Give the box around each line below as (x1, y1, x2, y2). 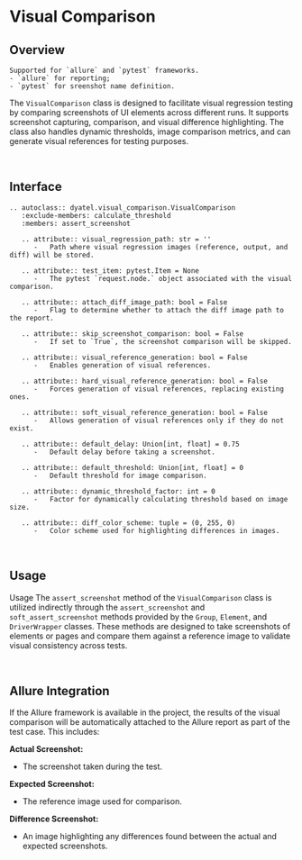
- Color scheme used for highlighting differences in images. (32, 526, 280, 535)
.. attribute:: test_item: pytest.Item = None (21, 266, 200, 276)
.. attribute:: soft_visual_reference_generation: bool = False (21, 408, 269, 417)
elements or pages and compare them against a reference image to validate (9, 630, 291, 641)
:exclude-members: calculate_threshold (21, 211, 171, 220)
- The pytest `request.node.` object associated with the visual (32, 274, 293, 283)
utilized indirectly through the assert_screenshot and (9, 602, 206, 612)
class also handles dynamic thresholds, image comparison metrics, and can (9, 126, 291, 137)
